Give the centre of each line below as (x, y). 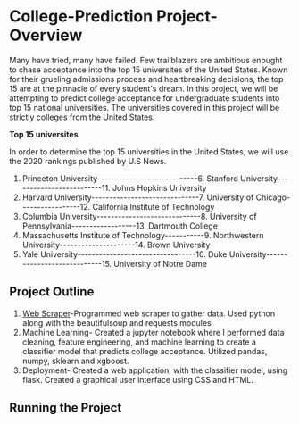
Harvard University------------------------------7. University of (138, 197)
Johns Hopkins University (159, 187)
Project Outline (52, 292)
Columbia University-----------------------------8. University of (139, 216)
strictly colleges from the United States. (82, 117)
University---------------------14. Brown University (116, 245)
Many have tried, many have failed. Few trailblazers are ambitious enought (146, 60)
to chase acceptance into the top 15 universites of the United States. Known (149, 70)
